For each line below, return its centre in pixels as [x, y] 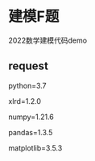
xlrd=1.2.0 [25, 101]
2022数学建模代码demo [47, 40]
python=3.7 [27, 85]
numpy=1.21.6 [31, 117]
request [28, 66]
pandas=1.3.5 [31, 132]
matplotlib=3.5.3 [35, 148]
